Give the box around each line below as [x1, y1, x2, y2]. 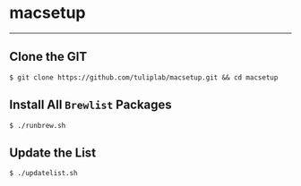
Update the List [9, 145, 97, 160]
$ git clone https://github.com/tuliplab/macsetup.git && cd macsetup [9, 72, 279, 82]
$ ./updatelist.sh [9, 169, 78, 178]
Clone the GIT [9, 49, 88, 64]
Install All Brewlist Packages [9, 97, 172, 113]
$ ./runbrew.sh [9, 121, 66, 130]
